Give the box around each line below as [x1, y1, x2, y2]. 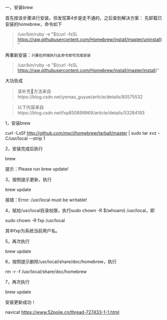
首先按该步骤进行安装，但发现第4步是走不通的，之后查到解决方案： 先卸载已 [5, 15, 162, 21]
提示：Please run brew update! [5, 166, 69, 172]
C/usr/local [5, 135, 28, 141]
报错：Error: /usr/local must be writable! [5, 197, 87, 203]
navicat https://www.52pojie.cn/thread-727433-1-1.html [5, 309, 120, 315]
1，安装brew [5, 120, 31, 126]
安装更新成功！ [5, 299, 36, 305]
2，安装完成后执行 [5, 146, 43, 151]
